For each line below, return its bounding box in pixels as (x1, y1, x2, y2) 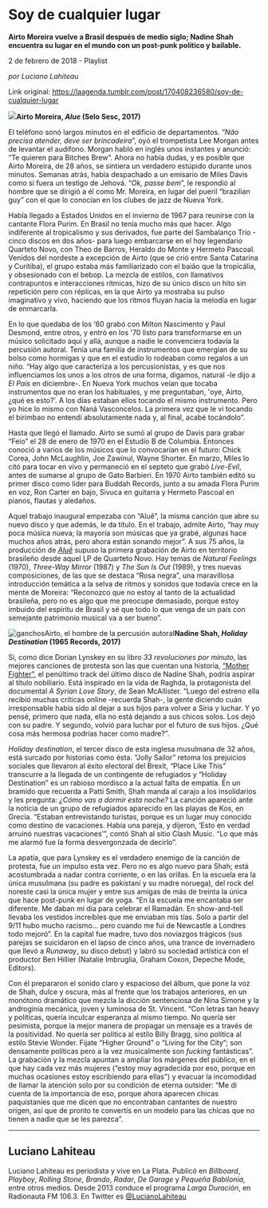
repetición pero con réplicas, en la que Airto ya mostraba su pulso (8, 286, 225, 296)
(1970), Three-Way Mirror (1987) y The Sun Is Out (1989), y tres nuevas (8, 562, 242, 571)
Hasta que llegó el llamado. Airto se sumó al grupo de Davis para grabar (8, 428, 245, 437)
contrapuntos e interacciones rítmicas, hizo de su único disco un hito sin (8, 278, 246, 288)
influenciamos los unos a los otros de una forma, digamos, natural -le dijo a (8, 369, 256, 380)
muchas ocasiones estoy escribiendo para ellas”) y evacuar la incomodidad (8, 1072, 257, 1081)
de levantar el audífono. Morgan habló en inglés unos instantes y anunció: (8, 144, 251, 153)
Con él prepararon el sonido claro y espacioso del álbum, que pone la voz (8, 978, 250, 988)
